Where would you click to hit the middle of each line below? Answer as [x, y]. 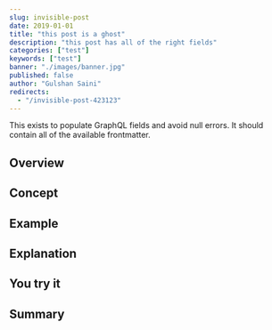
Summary [37, 314]
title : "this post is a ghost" [67, 34]
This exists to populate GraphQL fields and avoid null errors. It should [136, 125]
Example [34, 223]
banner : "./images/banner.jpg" [67, 68]
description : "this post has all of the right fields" [113, 42]
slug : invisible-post [49, 17]
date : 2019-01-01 [41, 26]
